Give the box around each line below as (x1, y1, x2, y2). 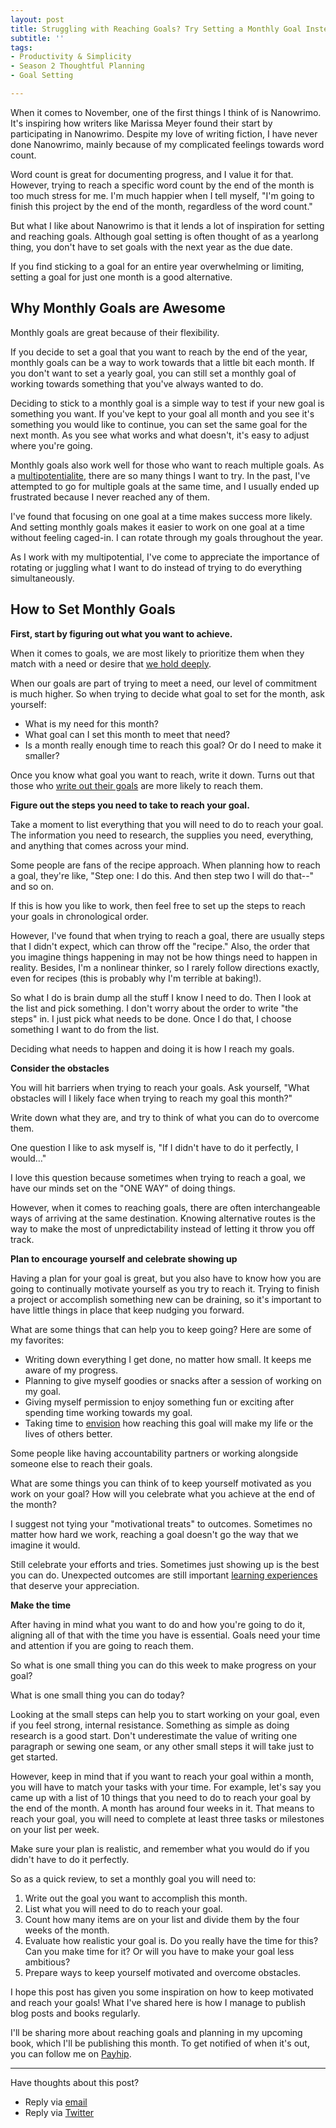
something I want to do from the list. (10, 1023, 160, 1035)
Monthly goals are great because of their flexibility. (10, 326, 220, 338)
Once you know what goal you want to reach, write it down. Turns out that (10, 769, 315, 781)
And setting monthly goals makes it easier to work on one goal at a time (10, 521, 306, 533)
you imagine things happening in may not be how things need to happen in (10, 951, 318, 963)
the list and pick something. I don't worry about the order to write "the (10, 1002, 299, 1014)
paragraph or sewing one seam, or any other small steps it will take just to (10, 1740, 315, 1752)
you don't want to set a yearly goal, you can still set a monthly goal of (10, 367, 297, 379)
